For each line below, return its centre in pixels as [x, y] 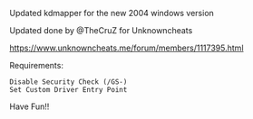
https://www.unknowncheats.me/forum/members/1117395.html [126, 48]
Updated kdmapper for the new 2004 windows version [112, 13]
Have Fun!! [29, 106]
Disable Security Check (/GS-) [68, 82]
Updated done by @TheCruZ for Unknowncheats [101, 30]
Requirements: [36, 65]
